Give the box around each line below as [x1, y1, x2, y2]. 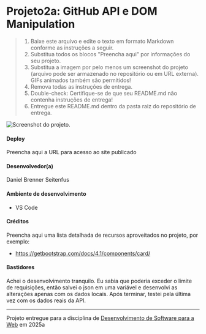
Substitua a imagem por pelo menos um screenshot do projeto [30, 63, 189, 71]
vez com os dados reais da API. [6, 297, 86, 304]
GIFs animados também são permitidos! [30, 76, 131, 84]
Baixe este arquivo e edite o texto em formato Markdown [30, 37, 174, 45]
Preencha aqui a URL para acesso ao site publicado [6, 149, 137, 156]
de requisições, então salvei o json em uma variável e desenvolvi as [6, 283, 178, 291]
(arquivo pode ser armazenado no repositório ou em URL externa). [30, 70, 199, 77]
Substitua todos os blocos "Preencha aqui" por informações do [30, 50, 191, 58]
